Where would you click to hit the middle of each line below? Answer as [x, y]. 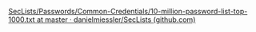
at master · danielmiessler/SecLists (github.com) [116, 20]
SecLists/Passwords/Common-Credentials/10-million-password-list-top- [128, 11]
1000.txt [22, 20]
